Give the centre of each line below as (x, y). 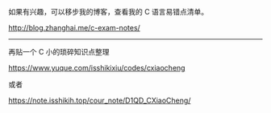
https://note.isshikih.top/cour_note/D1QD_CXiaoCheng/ (100, 100)
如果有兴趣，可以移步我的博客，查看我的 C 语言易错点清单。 (108, 12)
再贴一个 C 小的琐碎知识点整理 (59, 52)
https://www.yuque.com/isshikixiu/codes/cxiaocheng (97, 68)
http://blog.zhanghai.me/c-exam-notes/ (75, 28)
